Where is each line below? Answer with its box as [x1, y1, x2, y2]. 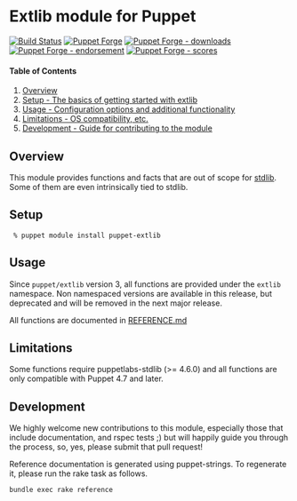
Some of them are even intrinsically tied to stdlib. [9, 181, 189, 192]
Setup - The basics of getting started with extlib [21, 95, 198, 106]
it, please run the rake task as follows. [9, 468, 148, 479]
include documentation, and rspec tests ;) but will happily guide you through [9, 433, 289, 443]
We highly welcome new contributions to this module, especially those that [9, 423, 284, 433]
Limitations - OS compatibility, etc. [21, 114, 148, 124]
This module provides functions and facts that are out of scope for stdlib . [9, 171, 277, 183]
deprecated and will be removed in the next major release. [9, 298, 222, 308]
